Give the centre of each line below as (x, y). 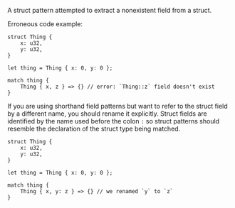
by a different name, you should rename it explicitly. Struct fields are (108, 114)
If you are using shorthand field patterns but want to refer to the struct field (117, 106)
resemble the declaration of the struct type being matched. (94, 128)
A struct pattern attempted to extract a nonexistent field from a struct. (110, 10)
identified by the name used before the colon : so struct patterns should (113, 121)
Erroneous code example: (45, 24)
